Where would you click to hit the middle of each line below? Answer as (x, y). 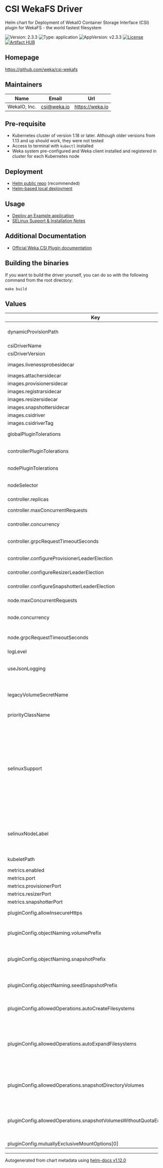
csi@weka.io (55, 107)
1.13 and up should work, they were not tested (58, 141)
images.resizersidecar (33, 400)
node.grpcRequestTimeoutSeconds (48, 638)
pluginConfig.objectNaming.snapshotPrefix (57, 959)
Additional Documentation (46, 236)
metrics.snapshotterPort (35, 902)
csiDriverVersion (26, 354)
